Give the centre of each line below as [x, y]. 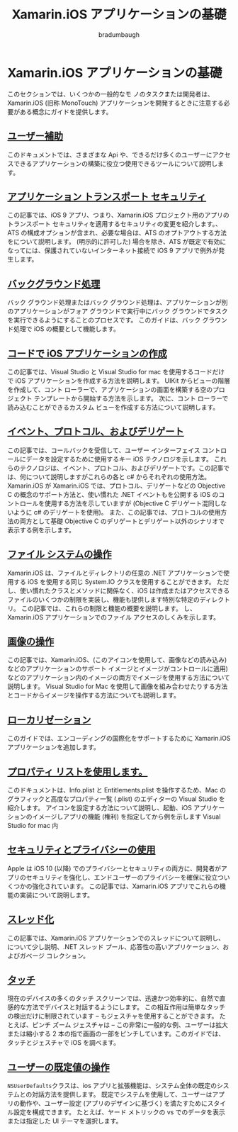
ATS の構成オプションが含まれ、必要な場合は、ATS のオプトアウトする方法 [117, 233]
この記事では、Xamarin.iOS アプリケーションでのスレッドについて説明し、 [116, 938]
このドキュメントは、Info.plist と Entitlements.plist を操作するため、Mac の [117, 790]
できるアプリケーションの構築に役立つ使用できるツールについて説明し [115, 163]
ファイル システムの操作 [59, 555]
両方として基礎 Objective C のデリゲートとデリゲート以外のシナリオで [122, 521]
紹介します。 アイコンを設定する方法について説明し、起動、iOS [100, 808]
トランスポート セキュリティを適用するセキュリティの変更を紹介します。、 [114, 224]
